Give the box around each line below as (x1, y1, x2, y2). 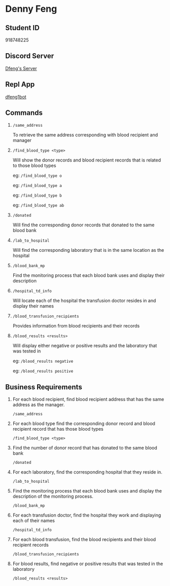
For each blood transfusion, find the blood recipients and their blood (12, 536, 156, 543)
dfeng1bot (5, 93, 26, 100)
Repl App (5, 80, 35, 89)
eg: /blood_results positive (12, 368, 74, 374)
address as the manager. (12, 402, 65, 408)
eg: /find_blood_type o (12, 172, 62, 179)
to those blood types (12, 162, 56, 169)
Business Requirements (5, 383, 82, 391)
